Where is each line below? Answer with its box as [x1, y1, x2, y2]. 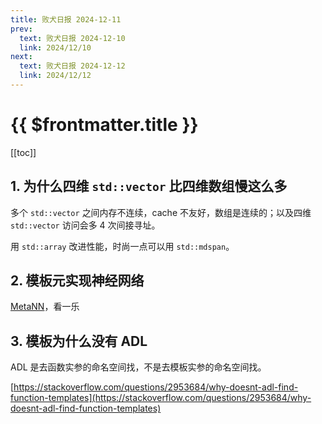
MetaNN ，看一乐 [10, 301, 80, 313]
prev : [10, 24, 33, 34]
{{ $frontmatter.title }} [10, 114, 199, 136]
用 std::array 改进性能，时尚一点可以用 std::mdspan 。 [10, 240, 235, 252]
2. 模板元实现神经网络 [10, 272, 145, 290]
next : [10, 52, 33, 62]
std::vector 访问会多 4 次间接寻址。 [10, 219, 161, 231]
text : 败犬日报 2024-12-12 [19, 61, 126, 71]
